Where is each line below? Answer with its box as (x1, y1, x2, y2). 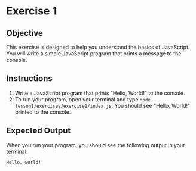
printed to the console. (14, 108, 71, 116)
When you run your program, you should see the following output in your (6, 141, 185, 148)
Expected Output (6, 126, 71, 136)
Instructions (6, 73, 53, 84)
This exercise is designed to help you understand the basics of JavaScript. (6, 43, 190, 51)
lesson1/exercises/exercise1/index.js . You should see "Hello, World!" (14, 102, 191, 109)
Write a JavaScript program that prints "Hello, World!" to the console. (14, 89, 185, 97)
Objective (6, 28, 44, 38)
